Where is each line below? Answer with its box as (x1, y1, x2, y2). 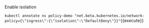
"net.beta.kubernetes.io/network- (74, 14, 145, 18)
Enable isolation (4, 4, 37, 10)
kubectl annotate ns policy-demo (4, 14, 73, 18)
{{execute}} (120, 18, 144, 23)
